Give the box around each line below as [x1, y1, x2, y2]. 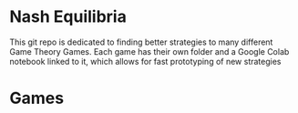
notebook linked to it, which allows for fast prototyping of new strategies [9, 56, 282, 67]
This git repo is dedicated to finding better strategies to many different [9, 36, 273, 47]
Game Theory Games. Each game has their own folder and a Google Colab [9, 46, 290, 56]
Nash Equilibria [9, 6, 128, 27]
